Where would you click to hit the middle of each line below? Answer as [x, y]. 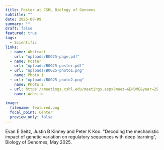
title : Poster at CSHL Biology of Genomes [50, 10]
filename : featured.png [34, 108]
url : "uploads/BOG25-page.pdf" [47, 56]
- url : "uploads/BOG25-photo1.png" [47, 71]
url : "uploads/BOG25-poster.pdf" [49, 66]
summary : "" [18, 24]
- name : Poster [26, 61]
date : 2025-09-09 [23, 19]
